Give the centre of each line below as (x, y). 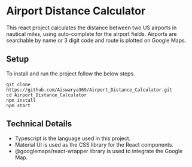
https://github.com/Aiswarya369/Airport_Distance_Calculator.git (89, 90)
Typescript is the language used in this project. (73, 138)
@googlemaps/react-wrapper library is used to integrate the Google (99, 151)
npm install (21, 100)
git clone (19, 84)
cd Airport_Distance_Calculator (46, 95)
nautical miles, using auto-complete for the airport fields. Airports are (92, 34)
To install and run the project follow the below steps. (71, 74)
